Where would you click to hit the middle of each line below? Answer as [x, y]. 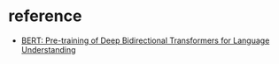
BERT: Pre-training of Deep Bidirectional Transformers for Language [145, 40]
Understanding [48, 49]
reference [45, 16]
